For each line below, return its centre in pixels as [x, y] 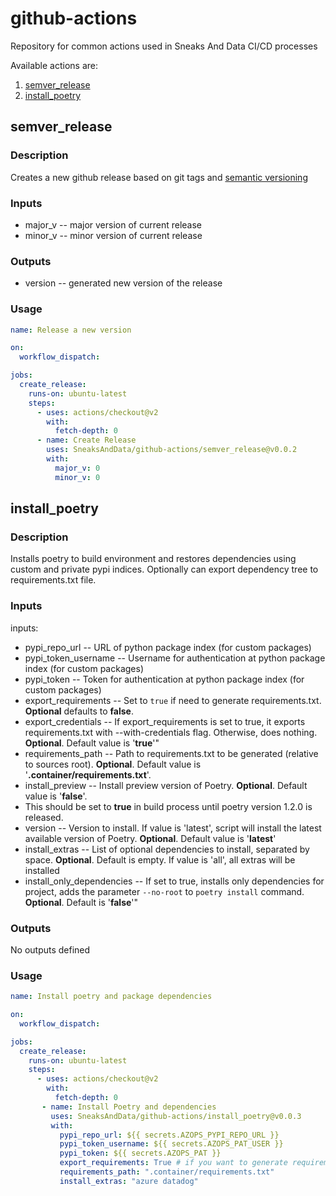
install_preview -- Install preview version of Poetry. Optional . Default [166, 785]
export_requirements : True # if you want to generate [173, 1163]
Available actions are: [54, 65]
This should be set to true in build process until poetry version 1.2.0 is [168, 806]
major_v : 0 [77, 468]
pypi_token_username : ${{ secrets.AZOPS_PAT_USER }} [171, 1144]
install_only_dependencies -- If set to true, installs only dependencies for [174, 881]
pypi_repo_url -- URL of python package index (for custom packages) [168, 647]
